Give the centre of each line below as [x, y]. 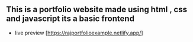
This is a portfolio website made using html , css [97, 10]
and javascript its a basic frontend [70, 19]
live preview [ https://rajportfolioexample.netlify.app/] [79, 33]
